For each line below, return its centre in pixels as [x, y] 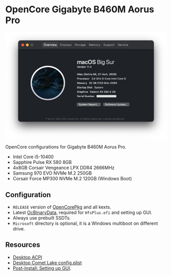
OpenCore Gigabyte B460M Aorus [80, 9]
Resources [23, 245]
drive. [19, 229]
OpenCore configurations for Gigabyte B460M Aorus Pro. [66, 147]
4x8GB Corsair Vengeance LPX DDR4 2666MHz [63, 168]
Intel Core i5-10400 [33, 157]
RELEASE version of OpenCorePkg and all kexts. [62, 207]
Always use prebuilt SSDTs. [42, 218]
